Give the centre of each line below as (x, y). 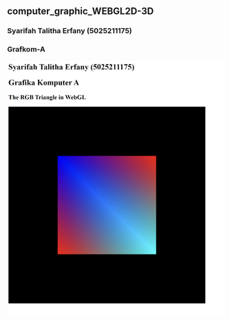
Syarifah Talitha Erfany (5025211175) (70, 31)
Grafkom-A (27, 50)
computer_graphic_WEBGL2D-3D (81, 11)
